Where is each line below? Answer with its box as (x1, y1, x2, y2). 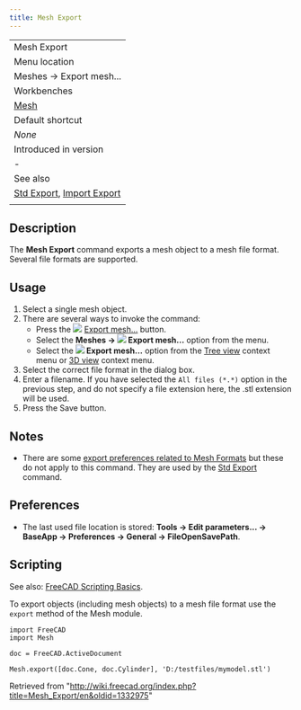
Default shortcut (13, 113, 83, 126)
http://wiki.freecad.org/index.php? (69, 680, 197, 691)
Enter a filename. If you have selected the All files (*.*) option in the (22, 374, 288, 385)
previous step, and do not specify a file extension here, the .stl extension (22, 384, 292, 395)
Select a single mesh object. (22, 304, 128, 315)
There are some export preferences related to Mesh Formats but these (22, 453, 284, 464)
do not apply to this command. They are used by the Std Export (22, 462, 258, 473)
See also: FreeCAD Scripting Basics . (9, 581, 144, 591)
